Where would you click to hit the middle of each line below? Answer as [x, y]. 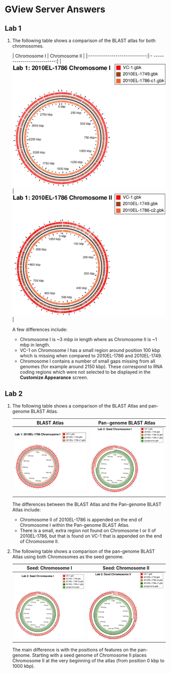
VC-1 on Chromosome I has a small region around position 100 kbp [90, 350]
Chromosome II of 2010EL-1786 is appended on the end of [81, 520]
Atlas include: [27, 509]
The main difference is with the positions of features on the [74, 649]
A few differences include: [40, 330]
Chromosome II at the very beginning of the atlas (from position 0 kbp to [88, 660]
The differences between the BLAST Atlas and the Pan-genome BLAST [87, 504]
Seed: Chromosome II [126, 568]
